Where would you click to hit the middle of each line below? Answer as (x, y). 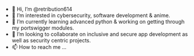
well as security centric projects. (51, 40)
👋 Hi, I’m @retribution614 (42, 9)
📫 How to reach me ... (39, 47)
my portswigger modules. (43, 28)
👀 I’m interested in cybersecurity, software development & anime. (91, 15)
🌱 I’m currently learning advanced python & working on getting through (98, 22)
